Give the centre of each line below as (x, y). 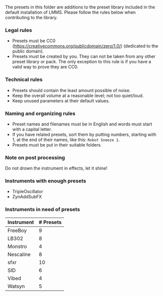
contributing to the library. (31, 17)
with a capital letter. (32, 129)
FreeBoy (17, 230)
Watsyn (16, 286)
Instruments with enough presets (46, 181)
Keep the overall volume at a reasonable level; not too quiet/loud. (78, 96)
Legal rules (19, 30)
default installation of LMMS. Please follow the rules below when (70, 12)
